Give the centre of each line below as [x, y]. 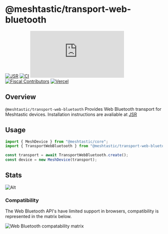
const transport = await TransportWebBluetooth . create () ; [67, 155]
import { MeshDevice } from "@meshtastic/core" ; [57, 141]
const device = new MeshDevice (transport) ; [51, 160]
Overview [21, 97]
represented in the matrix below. [38, 217]
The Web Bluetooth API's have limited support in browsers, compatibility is [82, 211]
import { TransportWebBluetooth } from [47, 146]
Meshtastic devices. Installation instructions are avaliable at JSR [71, 114]
